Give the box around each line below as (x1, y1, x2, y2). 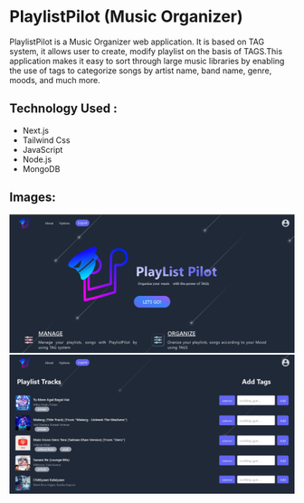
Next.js (22, 125, 50, 136)
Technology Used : (9, 101, 118, 117)
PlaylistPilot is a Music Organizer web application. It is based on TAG (9, 36, 265, 47)
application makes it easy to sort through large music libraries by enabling (9, 55, 285, 66)
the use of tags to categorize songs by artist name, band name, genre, (9, 65, 272, 76)
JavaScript (22, 144, 63, 155)
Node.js (22, 154, 52, 165)
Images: (9, 190, 56, 205)
